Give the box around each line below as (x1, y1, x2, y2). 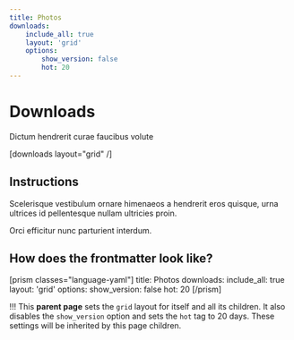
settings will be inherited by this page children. (9, 320, 182, 331)
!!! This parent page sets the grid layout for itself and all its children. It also (9, 302, 286, 312)
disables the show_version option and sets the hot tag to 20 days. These (9, 310, 275, 322)
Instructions (9, 174, 79, 190)
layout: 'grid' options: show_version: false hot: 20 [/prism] (9, 284, 222, 295)
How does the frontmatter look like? (9, 251, 213, 267)
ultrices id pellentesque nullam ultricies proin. (9, 208, 177, 218)
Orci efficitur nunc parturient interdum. (9, 225, 152, 235)
